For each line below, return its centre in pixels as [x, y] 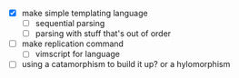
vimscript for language [77, 54]
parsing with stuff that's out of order [103, 34]
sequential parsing [70, 24]
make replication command [73, 44]
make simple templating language [85, 13]
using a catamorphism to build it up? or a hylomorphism [126, 64]
